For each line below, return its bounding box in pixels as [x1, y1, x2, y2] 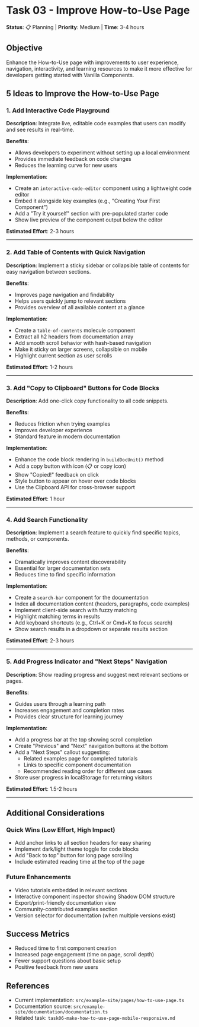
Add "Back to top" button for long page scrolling [14, 852, 133, 859]
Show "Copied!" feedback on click [14, 471, 99, 478]
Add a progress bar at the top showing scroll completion [14, 736, 152, 743]
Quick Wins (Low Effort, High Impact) [6, 826, 115, 834]
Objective [6, 43, 43, 53]
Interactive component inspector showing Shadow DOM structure [14, 893, 175, 900]
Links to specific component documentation [23, 761, 131, 768]
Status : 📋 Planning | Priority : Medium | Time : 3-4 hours [6, 23, 145, 30]
